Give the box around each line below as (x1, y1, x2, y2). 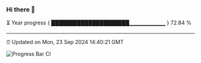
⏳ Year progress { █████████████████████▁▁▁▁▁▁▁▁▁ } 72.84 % (6, 19, 191, 26)
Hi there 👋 (6, 5, 36, 14)
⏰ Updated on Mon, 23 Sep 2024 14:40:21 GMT (6, 39, 124, 46)
